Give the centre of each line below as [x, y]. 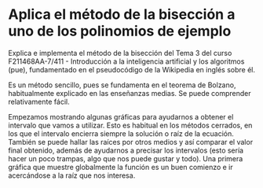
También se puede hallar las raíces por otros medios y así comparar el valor [131, 142]
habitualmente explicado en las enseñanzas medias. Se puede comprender [130, 93]
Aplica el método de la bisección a [122, 15]
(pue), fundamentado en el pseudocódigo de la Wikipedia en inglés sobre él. [132, 69]
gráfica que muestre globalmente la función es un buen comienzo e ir [121, 167]
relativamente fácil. [39, 101]
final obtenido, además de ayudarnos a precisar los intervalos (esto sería [126, 150]
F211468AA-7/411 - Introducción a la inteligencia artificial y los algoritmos [126, 61]
